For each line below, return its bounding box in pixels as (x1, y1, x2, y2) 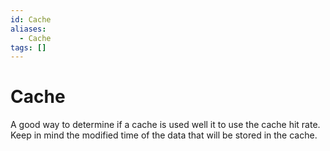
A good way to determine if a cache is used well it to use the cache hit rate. (10, 119, 321, 131)
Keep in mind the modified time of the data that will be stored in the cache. (10, 129, 318, 141)
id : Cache (10, 14, 52, 25)
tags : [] (10, 42, 47, 53)
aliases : (10, 24, 47, 34)
